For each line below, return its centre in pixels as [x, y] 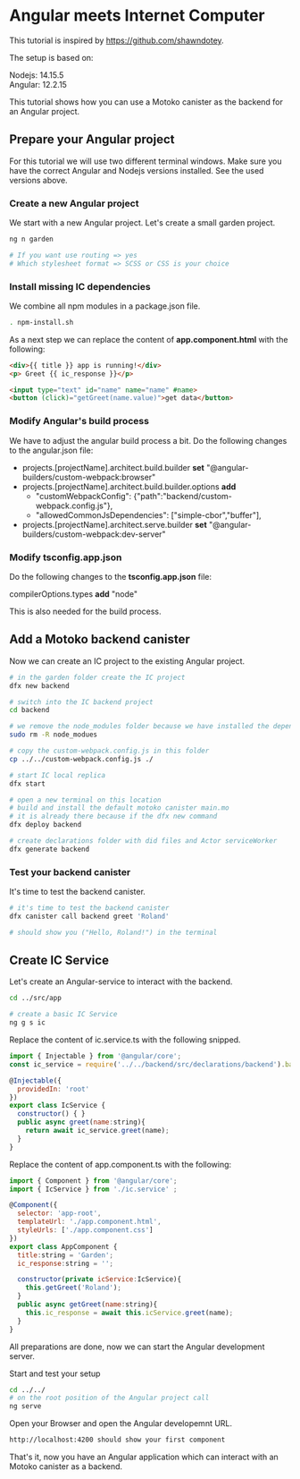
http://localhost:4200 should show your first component [117, 1440]
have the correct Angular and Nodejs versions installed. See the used [137, 170]
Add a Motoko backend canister [100, 639]
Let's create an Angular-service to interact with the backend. [121, 982]
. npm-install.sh [42, 322]
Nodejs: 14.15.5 [37, 75]
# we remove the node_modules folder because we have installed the [139, 727]
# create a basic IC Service [63, 1015]
